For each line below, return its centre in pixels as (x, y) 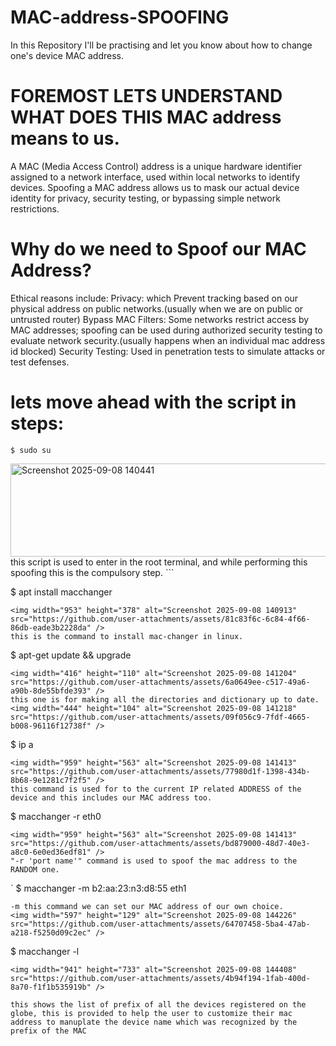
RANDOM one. (35, 869)
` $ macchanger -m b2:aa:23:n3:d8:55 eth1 (98, 888)
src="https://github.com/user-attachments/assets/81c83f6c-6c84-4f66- (160, 619)
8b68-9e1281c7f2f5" (51, 780)
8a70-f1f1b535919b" (51, 987)
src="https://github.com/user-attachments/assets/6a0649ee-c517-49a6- (160, 682)
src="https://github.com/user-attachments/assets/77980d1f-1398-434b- (160, 771)
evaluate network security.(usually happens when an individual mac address (168, 340)
